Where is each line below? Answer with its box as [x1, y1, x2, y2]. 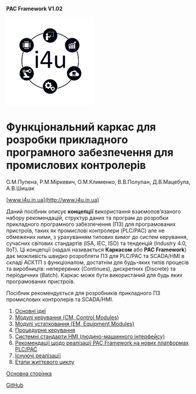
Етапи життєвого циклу [14, 358, 75, 365]
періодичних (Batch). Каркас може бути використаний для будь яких [6, 271, 183, 278]
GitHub [6, 381, 24, 389]
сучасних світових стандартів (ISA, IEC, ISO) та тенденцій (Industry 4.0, [6, 240, 187, 247]
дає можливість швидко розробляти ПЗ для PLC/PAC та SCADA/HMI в [6, 252, 185, 259]
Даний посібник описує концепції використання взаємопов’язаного [6, 208, 181, 215]
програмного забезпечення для [6, 146, 174, 159]
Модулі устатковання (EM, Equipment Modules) [14, 320, 134, 327]
